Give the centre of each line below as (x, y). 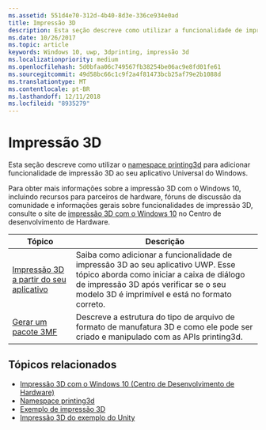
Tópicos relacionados (63, 365)
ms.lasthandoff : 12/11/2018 (55, 96)
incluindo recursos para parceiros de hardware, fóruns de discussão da (125, 197)
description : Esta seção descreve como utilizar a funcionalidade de (125, 30)
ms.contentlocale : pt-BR (49, 89)
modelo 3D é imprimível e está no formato (154, 295)
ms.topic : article (38, 45)
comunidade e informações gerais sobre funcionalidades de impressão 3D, (131, 206)
